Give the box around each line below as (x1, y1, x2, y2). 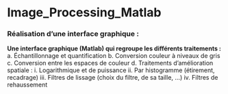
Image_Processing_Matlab (7, 5, 162, 20)
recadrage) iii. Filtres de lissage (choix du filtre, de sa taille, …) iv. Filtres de (7, 74, 218, 82)
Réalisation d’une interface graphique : (7, 29, 139, 39)
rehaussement (7, 80, 48, 89)
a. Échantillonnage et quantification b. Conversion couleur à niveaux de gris (7, 52, 220, 60)
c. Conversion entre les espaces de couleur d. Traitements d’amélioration (7, 59, 214, 67)
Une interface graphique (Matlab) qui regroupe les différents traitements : (7, 44, 221, 52)
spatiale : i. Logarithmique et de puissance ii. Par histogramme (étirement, (7, 66, 215, 74)
